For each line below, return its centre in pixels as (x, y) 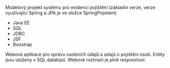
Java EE (21, 23)
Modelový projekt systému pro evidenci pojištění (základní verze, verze (80, 7)
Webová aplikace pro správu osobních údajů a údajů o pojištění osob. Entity (85, 54)
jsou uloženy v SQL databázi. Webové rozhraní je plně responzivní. (76, 60)
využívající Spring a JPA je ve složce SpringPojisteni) (61, 13)
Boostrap (22, 44)
